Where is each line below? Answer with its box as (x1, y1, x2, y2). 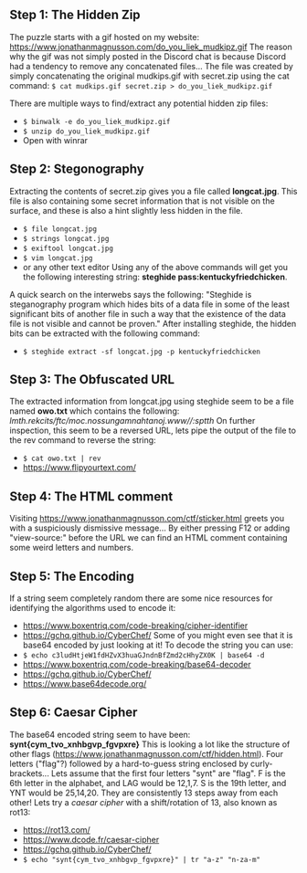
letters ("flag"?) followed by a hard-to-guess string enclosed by (9, 758, 249, 769)
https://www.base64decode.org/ (22, 678, 147, 689)
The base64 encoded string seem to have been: (9, 729, 191, 740)
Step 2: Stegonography (9, 162, 144, 177)
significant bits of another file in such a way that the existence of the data (9, 308, 286, 319)
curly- (249, 758, 273, 769)
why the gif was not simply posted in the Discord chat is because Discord (9, 50, 286, 62)
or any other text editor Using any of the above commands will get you (22, 261, 289, 272)
